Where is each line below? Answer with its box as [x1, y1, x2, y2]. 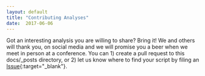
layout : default [6, 9, 48, 15]
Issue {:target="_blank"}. [6, 63, 67, 70]
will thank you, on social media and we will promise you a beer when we [6, 43, 188, 50]
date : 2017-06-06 [6, 20, 53, 26]
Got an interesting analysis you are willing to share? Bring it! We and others [6, 37, 195, 44]
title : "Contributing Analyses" [6, 15, 89, 21]
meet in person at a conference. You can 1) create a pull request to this [6, 50, 185, 57]
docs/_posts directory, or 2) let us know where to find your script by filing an [6, 56, 199, 64]
